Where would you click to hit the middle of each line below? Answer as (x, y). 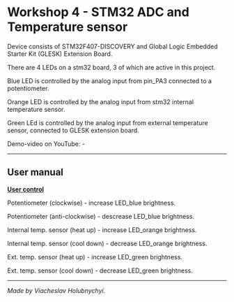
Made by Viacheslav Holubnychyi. (56, 290)
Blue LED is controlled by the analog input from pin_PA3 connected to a (110, 80)
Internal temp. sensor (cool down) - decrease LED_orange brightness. (107, 243)
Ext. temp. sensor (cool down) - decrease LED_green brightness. (100, 271)
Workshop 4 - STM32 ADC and (98, 12)
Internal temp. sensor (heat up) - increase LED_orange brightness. (102, 230)
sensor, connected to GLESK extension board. (73, 130)
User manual (36, 172)
